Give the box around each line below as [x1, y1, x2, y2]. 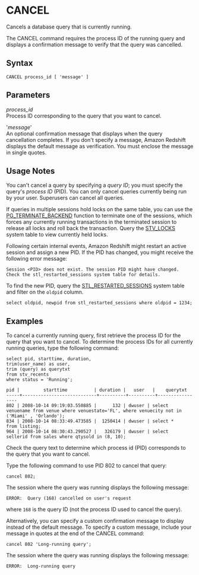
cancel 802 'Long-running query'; [6, 541, 92, 548]
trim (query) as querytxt [6, 366, 70, 373]
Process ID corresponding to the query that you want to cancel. [6, 112, 162, 119]
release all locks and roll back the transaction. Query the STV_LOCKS [6, 225, 175, 232]
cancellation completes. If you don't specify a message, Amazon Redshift [6, 136, 186, 143]
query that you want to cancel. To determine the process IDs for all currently [6, 338, 193, 345]
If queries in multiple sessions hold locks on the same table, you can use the [6, 206, 193, 213]
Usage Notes [6, 166, 55, 176]
